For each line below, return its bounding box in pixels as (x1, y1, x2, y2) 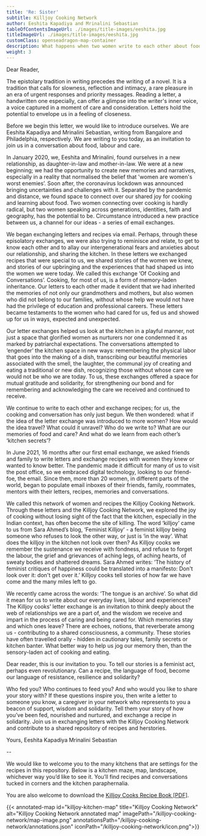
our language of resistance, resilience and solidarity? (6, 673, 140, 681)
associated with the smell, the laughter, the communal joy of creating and (6, 359, 192, 367)
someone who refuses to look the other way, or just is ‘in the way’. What (6, 532, 188, 540)
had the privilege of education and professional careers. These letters (6, 302, 183, 310)
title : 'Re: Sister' (6, 9, 59, 15)
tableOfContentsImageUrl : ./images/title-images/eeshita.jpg (6, 26, 166, 33)
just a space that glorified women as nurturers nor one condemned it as (6, 334, 188, 341)
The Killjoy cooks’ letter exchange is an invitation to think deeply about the (6, 602, 194, 610)
